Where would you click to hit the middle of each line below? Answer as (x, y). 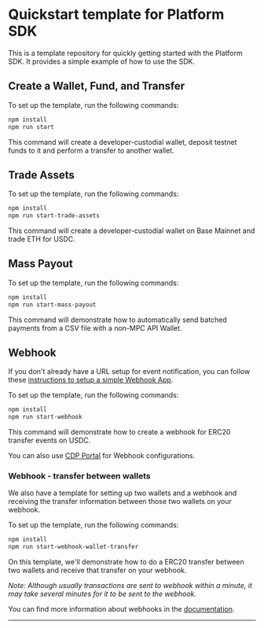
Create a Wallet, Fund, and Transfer (97, 86)
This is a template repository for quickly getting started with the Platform (125, 53)
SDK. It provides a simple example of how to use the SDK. (101, 61)
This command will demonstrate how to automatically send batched (118, 320)
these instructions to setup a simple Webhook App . (91, 380)
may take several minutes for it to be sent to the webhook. (103, 594)
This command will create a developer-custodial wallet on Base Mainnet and (132, 231)
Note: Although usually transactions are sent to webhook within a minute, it (130, 586)
